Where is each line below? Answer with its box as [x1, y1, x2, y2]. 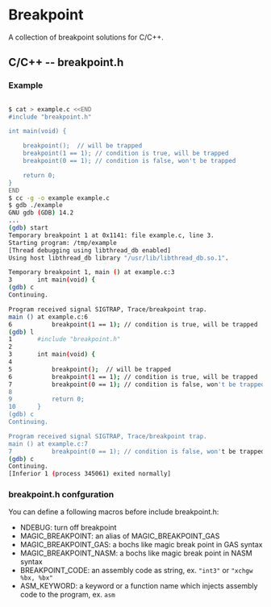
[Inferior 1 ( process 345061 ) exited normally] [8, 470, 172, 478]
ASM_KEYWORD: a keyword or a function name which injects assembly [19, 581, 258, 591]
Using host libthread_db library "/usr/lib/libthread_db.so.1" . [8, 254, 229, 262]
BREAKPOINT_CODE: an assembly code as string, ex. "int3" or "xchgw [19, 566, 253, 576]
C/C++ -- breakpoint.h [8, 56, 124, 69]
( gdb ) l [8, 328, 35, 336]
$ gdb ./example [8, 202, 63, 210]
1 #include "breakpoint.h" [8, 335, 121, 343]
